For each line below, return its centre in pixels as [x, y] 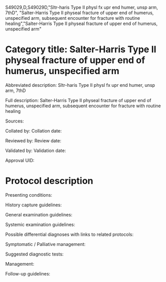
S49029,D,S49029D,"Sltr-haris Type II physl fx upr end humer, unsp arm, [82, 7]
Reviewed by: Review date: [34, 140]
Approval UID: [20, 160]
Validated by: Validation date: [36, 150]
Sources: [15, 121]
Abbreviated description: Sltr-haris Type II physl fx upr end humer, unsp [80, 85]
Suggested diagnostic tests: [35, 254]
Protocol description [49, 181]
